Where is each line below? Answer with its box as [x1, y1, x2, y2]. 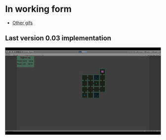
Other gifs [12, 20, 33, 26]
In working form [5, 3, 72, 15]
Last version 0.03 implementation [5, 34, 112, 42]
